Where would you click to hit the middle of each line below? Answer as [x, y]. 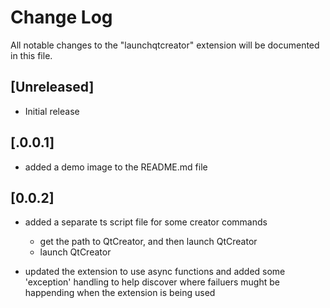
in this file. [31, 55]
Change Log [61, 17]
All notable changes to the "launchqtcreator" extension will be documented [165, 45]
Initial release [52, 111]
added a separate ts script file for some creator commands [146, 222]
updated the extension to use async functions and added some [155, 272]
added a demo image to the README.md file [116, 167]
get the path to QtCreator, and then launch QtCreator [148, 242]
